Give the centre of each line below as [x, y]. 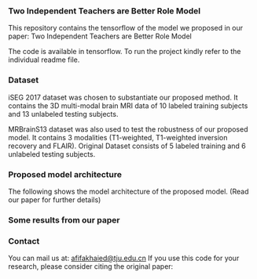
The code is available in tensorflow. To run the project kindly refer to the [125, 52]
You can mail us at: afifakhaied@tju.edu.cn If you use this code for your [124, 258]
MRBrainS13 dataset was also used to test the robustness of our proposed [128, 129]
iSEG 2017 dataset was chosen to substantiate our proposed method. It [123, 97]
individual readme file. [44, 60]
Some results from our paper [64, 219]
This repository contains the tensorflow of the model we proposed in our [126, 28]
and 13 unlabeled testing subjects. [63, 114]
